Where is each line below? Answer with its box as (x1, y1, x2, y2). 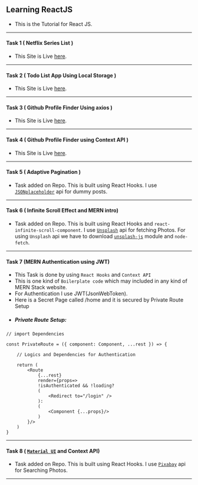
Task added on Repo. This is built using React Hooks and (14, 220, 153, 227)
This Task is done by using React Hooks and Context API (14, 271, 151, 279)
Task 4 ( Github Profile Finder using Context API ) (6, 136, 128, 144)
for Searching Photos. (14, 467, 68, 474)
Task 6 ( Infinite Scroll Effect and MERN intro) (6, 207, 119, 214)
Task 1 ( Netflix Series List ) (6, 40, 74, 47)
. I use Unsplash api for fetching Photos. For (80, 227, 186, 234)
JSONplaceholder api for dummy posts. (14, 187, 108, 195)
